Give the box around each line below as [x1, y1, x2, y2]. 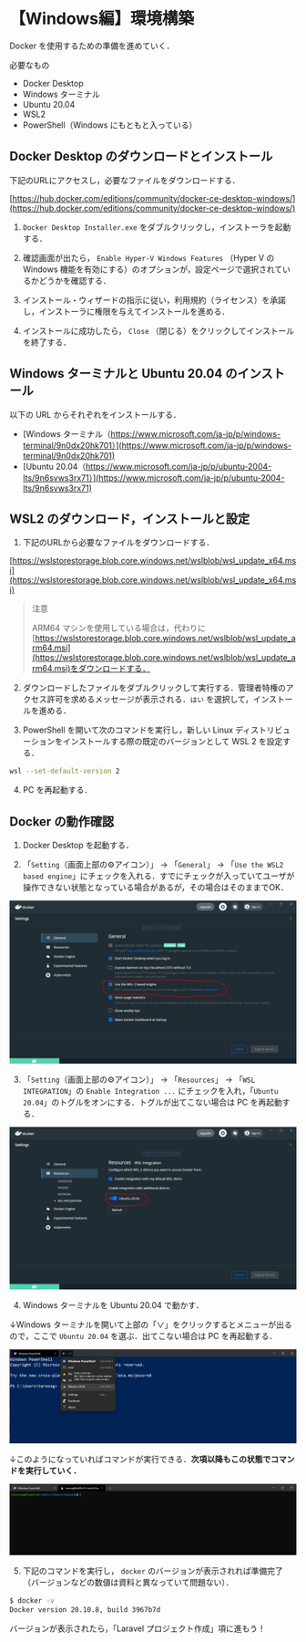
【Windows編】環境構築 [9, 8, 194, 29]
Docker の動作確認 [9, 814, 115, 829]
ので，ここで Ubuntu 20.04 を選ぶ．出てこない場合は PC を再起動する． [9, 1331, 278, 1341]
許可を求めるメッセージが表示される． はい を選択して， [46, 694, 253, 705]
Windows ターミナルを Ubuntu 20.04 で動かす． [22, 1300, 204, 1310]
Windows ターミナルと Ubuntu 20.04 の [9, 366, 238, 381]
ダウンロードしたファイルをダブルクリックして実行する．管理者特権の [22, 682, 287, 693]
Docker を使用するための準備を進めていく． [9, 40, 175, 51]
